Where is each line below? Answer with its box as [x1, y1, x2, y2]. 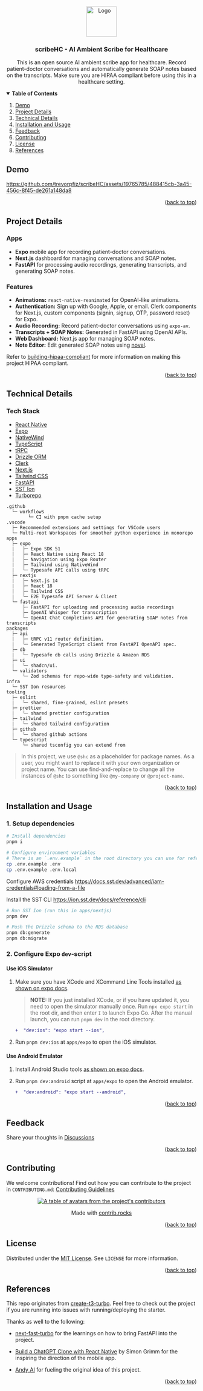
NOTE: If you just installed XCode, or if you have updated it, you [30, 996, 189, 1004]
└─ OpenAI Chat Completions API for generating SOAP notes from [22, 615, 188, 621]
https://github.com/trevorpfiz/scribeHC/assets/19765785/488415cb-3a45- [6, 181, 192, 188]
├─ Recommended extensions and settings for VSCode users [11, 524, 161, 530]
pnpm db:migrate [6, 935, 47, 942]
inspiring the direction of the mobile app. [14, 1355, 117, 1362]
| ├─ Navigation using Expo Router [11, 556, 107, 562]
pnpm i [6, 839, 23, 845]
